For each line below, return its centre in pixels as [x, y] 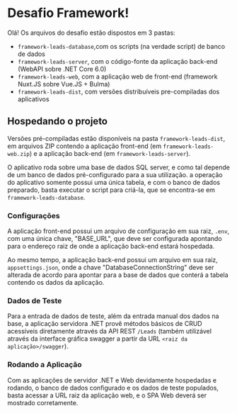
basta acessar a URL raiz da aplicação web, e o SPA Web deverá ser [107, 395]
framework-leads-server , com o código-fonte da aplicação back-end [117, 61]
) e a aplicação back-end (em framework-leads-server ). [110, 153]
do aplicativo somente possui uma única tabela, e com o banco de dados [114, 182]
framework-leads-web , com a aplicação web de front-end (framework [117, 77]
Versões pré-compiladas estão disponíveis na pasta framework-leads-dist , [116, 138]
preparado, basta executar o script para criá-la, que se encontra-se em [111, 190]
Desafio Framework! [68, 13]
